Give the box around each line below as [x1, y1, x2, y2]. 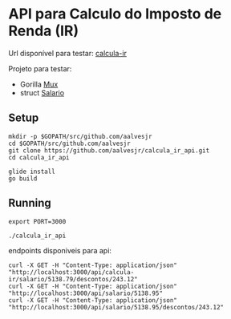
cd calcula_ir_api [8, 153, 70, 161]
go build [8, 174, 38, 183]
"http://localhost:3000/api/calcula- [8, 268, 135, 277]
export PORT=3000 [8, 217, 67, 225]
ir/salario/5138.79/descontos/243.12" [8, 275, 138, 283]
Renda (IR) [8, 22, 79, 40]
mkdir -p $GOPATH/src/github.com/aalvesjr [8, 132, 152, 140]
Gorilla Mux [19, 79, 59, 89]
